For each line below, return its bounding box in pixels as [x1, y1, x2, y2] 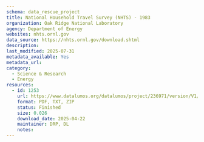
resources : [6, 82, 34, 88]
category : [6, 65, 32, 71]
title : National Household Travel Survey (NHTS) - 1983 [6, 15, 151, 21]
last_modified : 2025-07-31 [6, 48, 75, 54]
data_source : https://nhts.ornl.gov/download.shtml [6, 37, 140, 43]
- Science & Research [12, 71, 67, 77]
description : [6, 43, 39, 49]
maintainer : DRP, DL [17, 121, 69, 127]
